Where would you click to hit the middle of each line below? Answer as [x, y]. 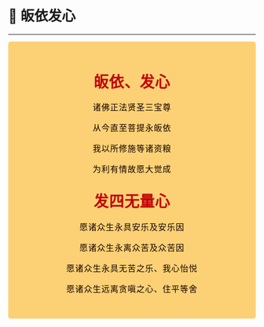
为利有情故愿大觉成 [132, 170]
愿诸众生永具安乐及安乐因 [132, 227]
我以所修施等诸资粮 [132, 149]
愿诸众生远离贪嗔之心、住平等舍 [132, 289]
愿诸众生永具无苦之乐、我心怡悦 [132, 268]
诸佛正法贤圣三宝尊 [132, 108]
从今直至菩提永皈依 [132, 128]
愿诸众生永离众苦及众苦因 [132, 248]
